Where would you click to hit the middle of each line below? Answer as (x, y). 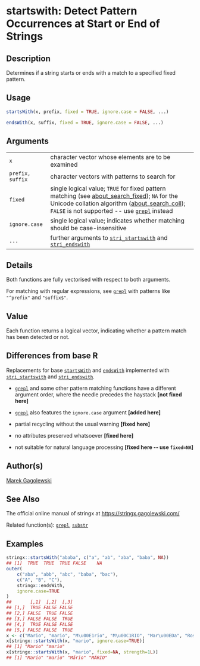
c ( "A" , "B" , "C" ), (40, 580)
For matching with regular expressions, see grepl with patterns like (88, 291)
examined (64, 164)
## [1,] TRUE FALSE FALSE (40, 608)
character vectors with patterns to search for (113, 176)
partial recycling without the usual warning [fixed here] (82, 424)
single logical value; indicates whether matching (117, 221)
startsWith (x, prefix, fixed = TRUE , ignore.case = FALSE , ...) (87, 112)
